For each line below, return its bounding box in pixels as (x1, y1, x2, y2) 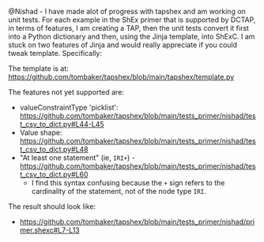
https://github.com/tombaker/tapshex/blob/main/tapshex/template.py (8, 73, 235, 81)
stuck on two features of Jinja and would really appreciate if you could (8, 40, 238, 50)
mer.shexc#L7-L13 (19, 225, 81, 235)
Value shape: (19, 128, 62, 137)
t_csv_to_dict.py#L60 (19, 169, 89, 179)
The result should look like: (8, 202, 96, 211)
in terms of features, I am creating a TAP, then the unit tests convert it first (8, 24, 249, 32)
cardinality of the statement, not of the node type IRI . (31, 187, 207, 195)
